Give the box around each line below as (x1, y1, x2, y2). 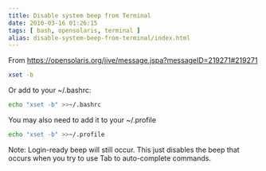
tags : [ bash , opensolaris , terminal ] (8, 26, 141, 34)
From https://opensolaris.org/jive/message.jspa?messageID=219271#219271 (8, 56, 258, 65)
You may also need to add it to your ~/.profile (8, 115, 157, 124)
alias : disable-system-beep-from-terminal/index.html (8, 33, 191, 42)
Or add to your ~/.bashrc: (8, 85, 92, 95)
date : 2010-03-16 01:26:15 (8, 19, 98, 27)
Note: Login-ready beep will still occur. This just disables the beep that (8, 145, 241, 154)
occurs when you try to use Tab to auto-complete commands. (8, 153, 211, 163)
